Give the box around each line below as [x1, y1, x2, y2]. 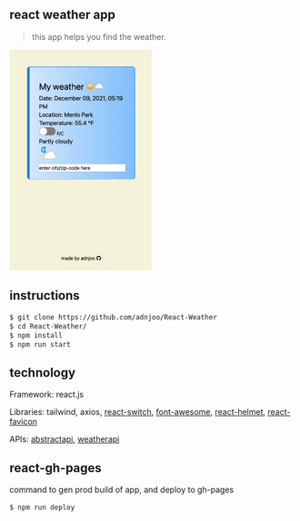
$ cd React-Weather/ [9, 322, 88, 331]
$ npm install [9, 331, 64, 340]
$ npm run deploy [9, 503, 75, 512]
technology [9, 365, 75, 380]
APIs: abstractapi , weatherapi [9, 434, 120, 445]
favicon [9, 417, 38, 428]
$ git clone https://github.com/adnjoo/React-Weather [9, 313, 218, 322]
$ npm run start [9, 340, 71, 349]
